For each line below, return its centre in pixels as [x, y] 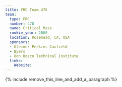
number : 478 [22, 24]
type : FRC [20, 19]
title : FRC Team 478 [27, 10]
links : [16, 61]
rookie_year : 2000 [29, 33]
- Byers [18, 51]
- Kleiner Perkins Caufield [39, 47]
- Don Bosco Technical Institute [44, 56]
